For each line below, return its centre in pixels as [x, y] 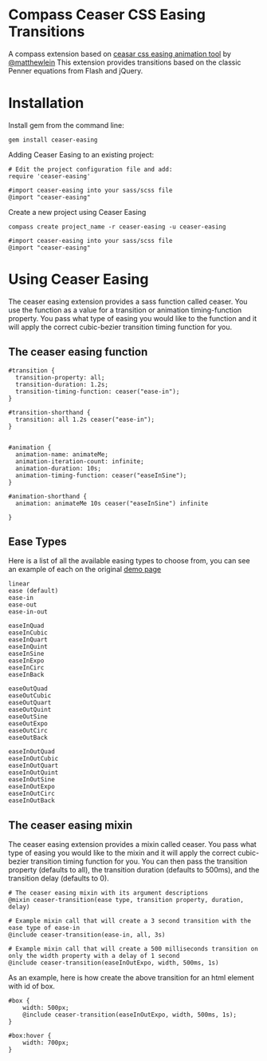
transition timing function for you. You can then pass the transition [139, 861]
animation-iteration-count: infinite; [80, 461]
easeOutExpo [28, 724]
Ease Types [38, 542]
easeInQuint [28, 647]
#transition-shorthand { [49, 412]
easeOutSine [28, 717]
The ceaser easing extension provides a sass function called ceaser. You [128, 301]
